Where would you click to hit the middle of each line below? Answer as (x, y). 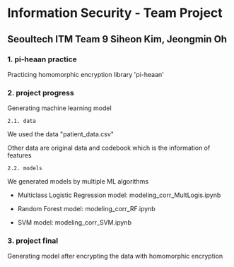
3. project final (33, 241)
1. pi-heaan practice (42, 59)
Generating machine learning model (59, 108)
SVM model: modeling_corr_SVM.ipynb (75, 222)
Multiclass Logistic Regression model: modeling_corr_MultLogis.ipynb (119, 195)
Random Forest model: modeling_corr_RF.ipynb (86, 209)
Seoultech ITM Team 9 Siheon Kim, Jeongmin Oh (117, 39)
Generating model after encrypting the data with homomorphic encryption (115, 256)
